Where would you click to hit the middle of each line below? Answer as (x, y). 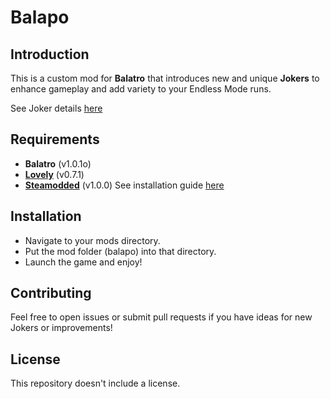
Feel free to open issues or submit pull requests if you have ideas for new (161, 317)
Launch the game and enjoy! (83, 262)
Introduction (50, 54)
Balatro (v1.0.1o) (58, 163)
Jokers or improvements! (61, 328)
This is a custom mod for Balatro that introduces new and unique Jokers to (165, 78)
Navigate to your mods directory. (92, 240)
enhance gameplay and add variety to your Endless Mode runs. (141, 89)
